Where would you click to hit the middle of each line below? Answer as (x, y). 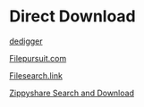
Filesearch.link (36, 75)
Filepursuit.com (38, 58)
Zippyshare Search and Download (72, 93)
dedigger (26, 41)
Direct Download (72, 16)
